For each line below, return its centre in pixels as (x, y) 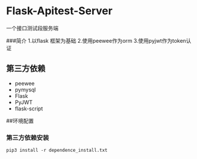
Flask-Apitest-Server (60, 11)
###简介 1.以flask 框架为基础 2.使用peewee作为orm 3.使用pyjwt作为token (96, 40)
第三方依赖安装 (28, 138)
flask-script (29, 109)
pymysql (25, 90)
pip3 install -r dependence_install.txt (57, 150)
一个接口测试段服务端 (32, 28)
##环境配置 (20, 120)
